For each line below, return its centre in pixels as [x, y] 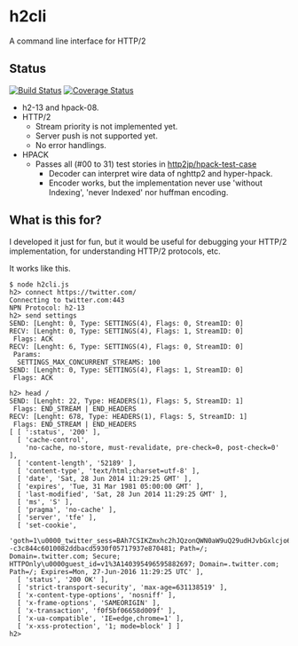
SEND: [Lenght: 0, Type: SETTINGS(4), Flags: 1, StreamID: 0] [126, 370]
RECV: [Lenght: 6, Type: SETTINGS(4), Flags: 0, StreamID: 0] [126, 347]
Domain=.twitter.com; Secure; [65, 556]
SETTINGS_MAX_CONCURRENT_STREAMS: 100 [89, 362]
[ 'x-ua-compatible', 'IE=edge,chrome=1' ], [101, 618]
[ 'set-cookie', [47, 525]
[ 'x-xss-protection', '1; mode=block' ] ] [98, 626]
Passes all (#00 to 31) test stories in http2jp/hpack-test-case [146, 164]
